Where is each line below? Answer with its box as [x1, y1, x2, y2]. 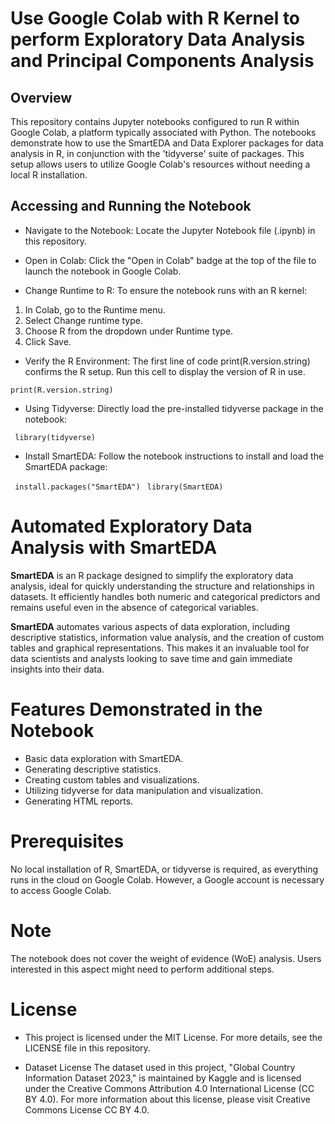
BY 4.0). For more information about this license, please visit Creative [24, 1093, 311, 1105]
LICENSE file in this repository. [24, 1042, 151, 1054]
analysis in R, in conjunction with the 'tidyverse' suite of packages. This [10, 148, 305, 159]
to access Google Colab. [10, 884, 112, 896]
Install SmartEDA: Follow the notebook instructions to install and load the [24, 450, 325, 462]
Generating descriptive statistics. [24, 763, 162, 775]
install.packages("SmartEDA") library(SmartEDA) [14, 482, 224, 492]
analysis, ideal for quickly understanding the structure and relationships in [10, 580, 315, 592]
